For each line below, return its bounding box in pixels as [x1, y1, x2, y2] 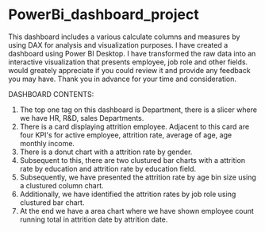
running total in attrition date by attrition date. [19, 215, 168, 224]
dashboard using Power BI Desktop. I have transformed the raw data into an [8, 48, 256, 58]
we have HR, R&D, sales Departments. [19, 113, 144, 122]
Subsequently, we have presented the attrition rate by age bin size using [19, 172, 256, 182]
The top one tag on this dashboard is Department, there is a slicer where [19, 105, 258, 114]
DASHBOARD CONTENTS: [8, 89, 94, 99]
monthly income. [19, 138, 75, 148]
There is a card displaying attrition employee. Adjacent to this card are [19, 122, 250, 131]
